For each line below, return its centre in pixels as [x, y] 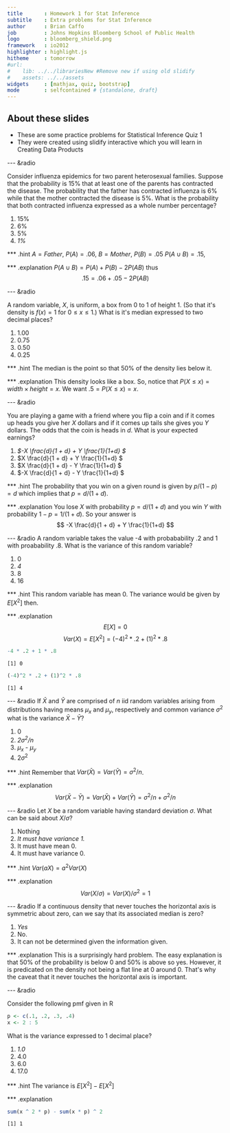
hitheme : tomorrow [41, 59]
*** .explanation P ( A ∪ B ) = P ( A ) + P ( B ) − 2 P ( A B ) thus [83, 267]
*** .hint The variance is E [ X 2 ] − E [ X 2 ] [61, 1085]
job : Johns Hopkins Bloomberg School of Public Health [101, 33]
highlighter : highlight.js [47, 52]
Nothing [28, 831]
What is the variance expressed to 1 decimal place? [80, 1036]
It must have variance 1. [51, 838]
